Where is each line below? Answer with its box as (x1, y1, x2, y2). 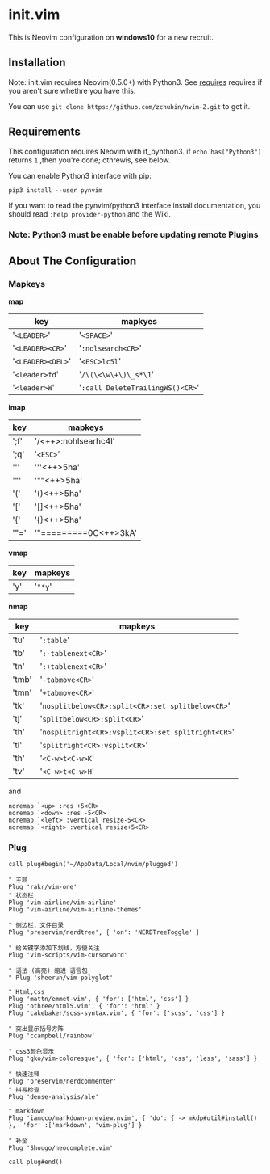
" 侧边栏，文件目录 (8, 921, 64, 930)
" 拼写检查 (8, 1086, 40, 1094)
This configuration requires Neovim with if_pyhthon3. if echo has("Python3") (8, 146, 262, 156)
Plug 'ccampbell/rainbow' (8, 1032, 95, 1040)
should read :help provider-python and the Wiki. (8, 208, 172, 219)
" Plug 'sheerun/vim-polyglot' (8, 974, 114, 983)
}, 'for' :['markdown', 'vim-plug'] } (8, 1121, 143, 1130)
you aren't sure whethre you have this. (8, 86, 136, 95)
